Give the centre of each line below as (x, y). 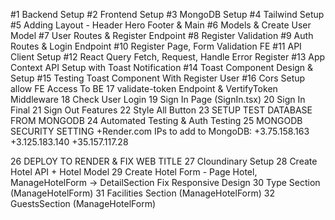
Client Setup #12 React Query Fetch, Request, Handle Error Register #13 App (168, 57)
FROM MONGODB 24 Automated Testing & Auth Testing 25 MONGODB (156, 120)
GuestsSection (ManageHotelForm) (83, 203)
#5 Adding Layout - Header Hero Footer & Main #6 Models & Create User (161, 25)
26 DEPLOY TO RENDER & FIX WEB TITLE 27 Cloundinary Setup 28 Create (164, 161)
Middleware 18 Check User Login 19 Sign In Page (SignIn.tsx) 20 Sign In (158, 99)
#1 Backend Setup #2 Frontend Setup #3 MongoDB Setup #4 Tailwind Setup (167, 14)
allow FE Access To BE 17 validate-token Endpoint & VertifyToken (144, 88)
